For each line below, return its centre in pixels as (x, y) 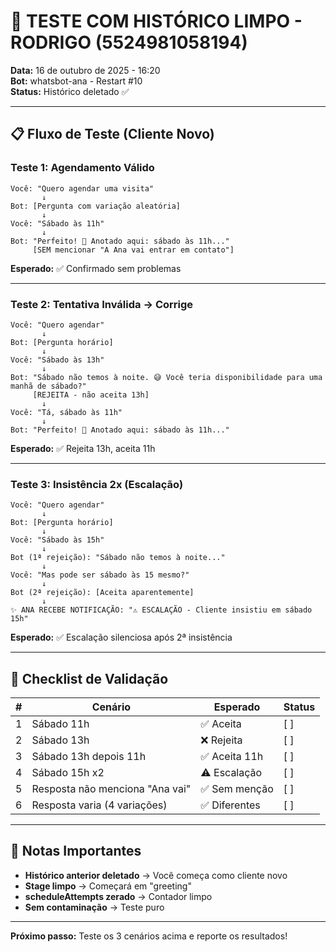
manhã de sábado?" (48, 386)
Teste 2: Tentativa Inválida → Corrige (102, 304)
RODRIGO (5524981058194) (129, 42)
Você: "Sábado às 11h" (57, 223)
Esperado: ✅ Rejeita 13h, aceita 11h (83, 448)
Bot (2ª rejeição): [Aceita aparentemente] (102, 593)
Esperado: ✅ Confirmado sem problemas (96, 268)
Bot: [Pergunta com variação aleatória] (96, 206)
